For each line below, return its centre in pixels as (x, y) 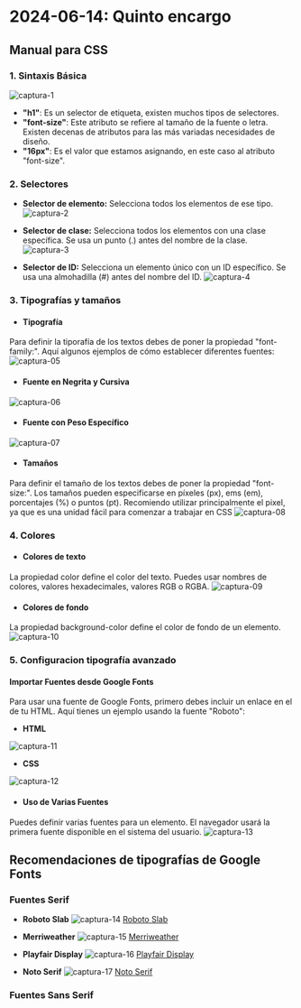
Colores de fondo (55, 607)
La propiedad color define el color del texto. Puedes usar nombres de (138, 577)
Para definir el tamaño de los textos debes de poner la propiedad (130, 483)
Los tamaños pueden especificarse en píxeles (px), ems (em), (149, 493)
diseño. (36, 141)
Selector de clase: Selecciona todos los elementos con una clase (144, 231)
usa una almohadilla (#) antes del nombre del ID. (112, 277)
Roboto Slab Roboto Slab (95, 920)
